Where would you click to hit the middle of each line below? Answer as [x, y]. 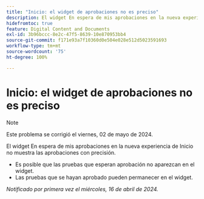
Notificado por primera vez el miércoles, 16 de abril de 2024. [83, 189]
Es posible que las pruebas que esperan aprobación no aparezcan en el [105, 164]
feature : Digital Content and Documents [58, 29]
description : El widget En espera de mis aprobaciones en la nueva [93, 18]
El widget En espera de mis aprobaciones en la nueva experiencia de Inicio [100, 146]
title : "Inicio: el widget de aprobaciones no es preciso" [83, 12]
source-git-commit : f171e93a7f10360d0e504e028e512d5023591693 [87, 40]
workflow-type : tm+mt [34, 46]
